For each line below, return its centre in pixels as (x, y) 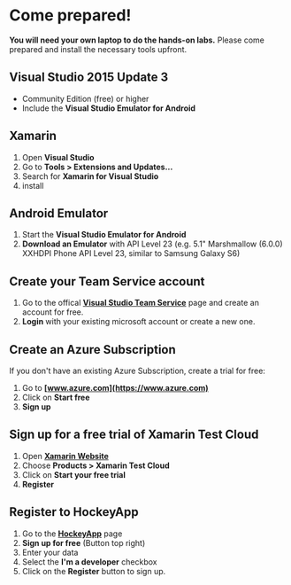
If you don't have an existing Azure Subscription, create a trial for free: (137, 370)
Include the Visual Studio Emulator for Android (109, 108)
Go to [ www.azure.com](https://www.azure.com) (115, 388)
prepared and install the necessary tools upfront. (98, 49)
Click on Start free (56, 397)
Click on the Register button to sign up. (94, 571)
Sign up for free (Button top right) (84, 542)
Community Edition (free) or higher (85, 98)
